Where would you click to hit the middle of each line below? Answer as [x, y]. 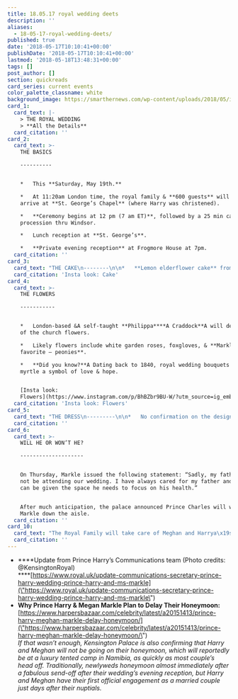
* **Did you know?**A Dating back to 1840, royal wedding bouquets [125, 365]
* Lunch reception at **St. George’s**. [84, 235]
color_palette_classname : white [55, 93]
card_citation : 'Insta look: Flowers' [71, 404]
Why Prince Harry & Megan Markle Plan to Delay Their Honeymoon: [119, 605]
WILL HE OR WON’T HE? [52, 443]
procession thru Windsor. [58, 223]
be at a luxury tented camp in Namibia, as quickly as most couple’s [116, 658]
